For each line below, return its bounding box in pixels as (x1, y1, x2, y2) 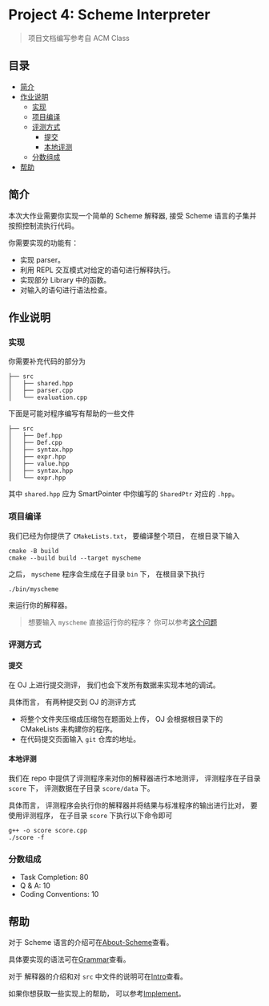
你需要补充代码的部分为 (8, 356, 86, 366)
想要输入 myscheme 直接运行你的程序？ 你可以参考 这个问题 (27, 617, 218, 627)
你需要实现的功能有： (8, 238, 78, 247)
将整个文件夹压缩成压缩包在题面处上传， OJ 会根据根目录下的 (19, 714, 223, 723)
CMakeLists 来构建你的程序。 (19, 724, 118, 734)
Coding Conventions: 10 (19, 890, 99, 899)
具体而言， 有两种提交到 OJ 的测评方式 (8, 697, 136, 707)
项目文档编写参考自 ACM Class (27, 33, 130, 43)
